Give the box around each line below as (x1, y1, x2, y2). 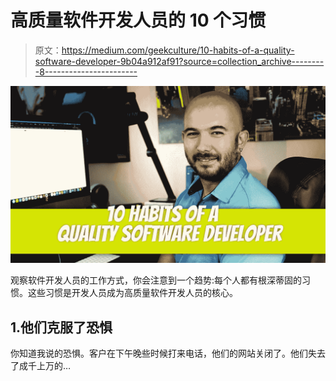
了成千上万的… (10, 360, 72, 372)
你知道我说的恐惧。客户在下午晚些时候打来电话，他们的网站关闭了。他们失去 (10, 347, 326, 360)
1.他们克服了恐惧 (10, 319, 113, 336)
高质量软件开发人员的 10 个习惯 (10, 9, 267, 32)
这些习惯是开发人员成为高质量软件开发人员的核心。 (27, 287, 238, 299)
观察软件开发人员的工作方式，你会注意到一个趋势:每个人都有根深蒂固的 (10, 274, 303, 286)
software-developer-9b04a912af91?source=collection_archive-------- (34, 55, 325, 67)
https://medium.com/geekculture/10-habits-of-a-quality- (61, 44, 295, 56)
